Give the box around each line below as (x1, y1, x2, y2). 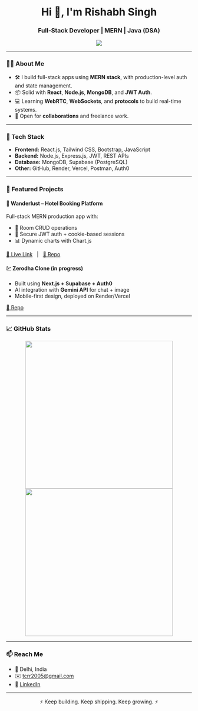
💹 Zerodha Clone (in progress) (6, 265, 84, 272)
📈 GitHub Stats (6, 325, 51, 333)
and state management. (14, 82, 72, 89)
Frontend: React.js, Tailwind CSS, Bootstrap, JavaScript (14, 146, 150, 153)
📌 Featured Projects (6, 185, 64, 193)
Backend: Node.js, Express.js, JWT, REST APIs (14, 152, 129, 159)
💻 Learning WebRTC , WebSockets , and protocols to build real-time (14, 97, 181, 105)
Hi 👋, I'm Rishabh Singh (41, 5, 157, 19)
